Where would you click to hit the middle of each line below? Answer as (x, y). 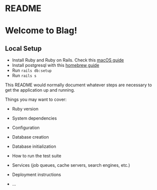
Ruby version (25, 109)
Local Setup (24, 48)
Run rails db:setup (32, 70)
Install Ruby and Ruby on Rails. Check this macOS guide (68, 60)
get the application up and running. (40, 90)
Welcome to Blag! (41, 31)
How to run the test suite (37, 156)
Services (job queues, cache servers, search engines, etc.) (71, 165)
